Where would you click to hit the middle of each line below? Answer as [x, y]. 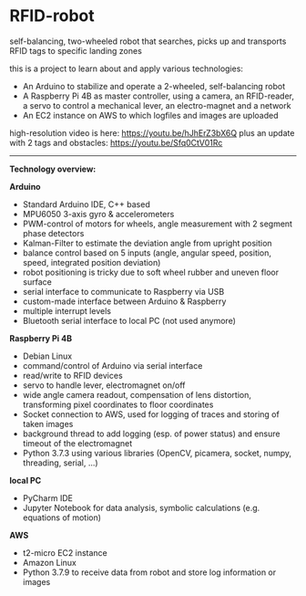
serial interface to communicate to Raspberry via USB [123, 291]
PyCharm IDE [47, 497]
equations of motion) [62, 518]
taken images [48, 423]
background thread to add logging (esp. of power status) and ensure [151, 434]
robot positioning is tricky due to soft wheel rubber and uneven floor [151, 272]
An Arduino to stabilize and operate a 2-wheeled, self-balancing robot [154, 86]
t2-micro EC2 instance [65, 552]
